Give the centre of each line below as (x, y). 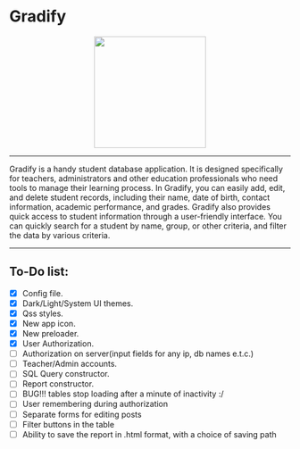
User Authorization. (58, 344)
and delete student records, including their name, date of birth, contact (140, 197)
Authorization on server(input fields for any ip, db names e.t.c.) (138, 353)
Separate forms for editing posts (82, 414)
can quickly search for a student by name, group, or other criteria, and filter (148, 226)
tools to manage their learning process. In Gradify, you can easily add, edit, (147, 187)
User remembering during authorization (95, 404)
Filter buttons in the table (68, 424)
